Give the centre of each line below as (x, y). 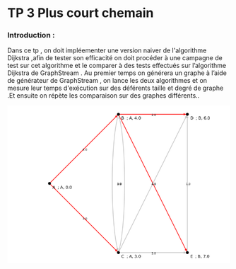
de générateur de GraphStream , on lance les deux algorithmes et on (107, 81)
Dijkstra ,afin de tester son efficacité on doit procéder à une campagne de (115, 58)
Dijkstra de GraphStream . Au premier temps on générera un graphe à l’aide (117, 73)
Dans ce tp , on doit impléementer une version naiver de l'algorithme (107, 50)
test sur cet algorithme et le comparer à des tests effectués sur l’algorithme (117, 66)
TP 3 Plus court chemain (81, 13)
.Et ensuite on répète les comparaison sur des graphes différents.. (104, 96)
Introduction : (31, 35)
